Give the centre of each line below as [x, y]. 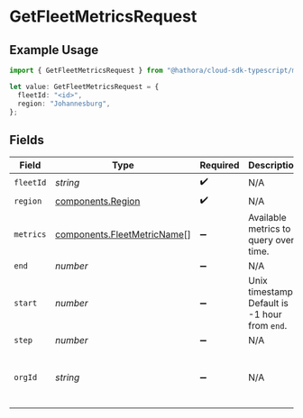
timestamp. [271, 292]
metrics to [269, 229]
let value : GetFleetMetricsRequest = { [84, 86]
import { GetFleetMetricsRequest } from [87, 70]
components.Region [98, 201]
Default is [268, 304]
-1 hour [265, 314]
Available [267, 218]
